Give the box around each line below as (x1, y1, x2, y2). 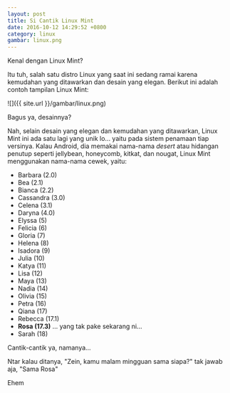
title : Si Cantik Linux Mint (7, 17, 94, 24)
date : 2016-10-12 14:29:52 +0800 (7, 23, 107, 31)
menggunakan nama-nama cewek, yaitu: (7, 157, 127, 166)
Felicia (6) (17, 224, 48, 232)
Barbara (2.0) (17, 171, 58, 179)
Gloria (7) (17, 231, 46, 240)
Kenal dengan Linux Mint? (7, 56, 83, 65)
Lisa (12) (17, 269, 43, 278)
